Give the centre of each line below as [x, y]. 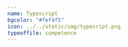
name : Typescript [33, 13]
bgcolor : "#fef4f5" [36, 20]
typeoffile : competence [42, 33]
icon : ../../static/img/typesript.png [64, 26]
